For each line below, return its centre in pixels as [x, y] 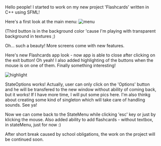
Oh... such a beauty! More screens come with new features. [65, 46]
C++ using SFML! [23, 12]
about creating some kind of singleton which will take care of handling [75, 100]
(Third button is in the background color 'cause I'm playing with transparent [80, 31]
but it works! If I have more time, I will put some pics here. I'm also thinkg [78, 95]
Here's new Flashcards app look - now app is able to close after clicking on [80, 55]
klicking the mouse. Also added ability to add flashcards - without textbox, [79, 119]
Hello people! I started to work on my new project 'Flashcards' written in [77, 7]
